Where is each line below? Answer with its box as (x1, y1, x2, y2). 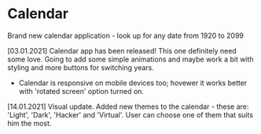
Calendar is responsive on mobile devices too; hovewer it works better (18, 78, 248, 87)
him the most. (7, 118, 52, 128)
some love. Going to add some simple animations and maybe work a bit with (7, 54, 254, 64)
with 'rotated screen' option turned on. (18, 86, 145, 95)
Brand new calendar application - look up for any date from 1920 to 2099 (7, 31, 244, 40)
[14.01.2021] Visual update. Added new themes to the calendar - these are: (7, 102, 249, 111)
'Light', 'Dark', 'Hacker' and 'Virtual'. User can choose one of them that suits (7, 110, 253, 119)
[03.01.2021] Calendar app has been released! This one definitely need (7, 46, 237, 55)
